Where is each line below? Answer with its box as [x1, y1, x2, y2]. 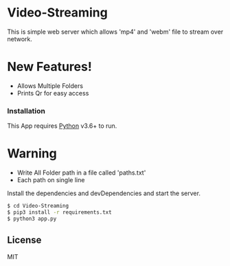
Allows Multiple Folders [16, 81, 84, 90]
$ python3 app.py [7, 215, 57, 222]
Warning [7, 146, 57, 162]
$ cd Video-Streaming [7, 203, 69, 210]
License [7, 234, 42, 246]
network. [7, 34, 33, 43]
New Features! [7, 59, 93, 75]
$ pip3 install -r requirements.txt [7, 208, 112, 216]
